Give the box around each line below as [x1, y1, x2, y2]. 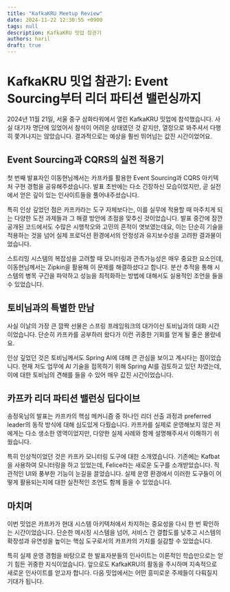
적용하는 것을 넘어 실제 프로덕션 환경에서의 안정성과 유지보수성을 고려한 [7, 231, 198, 239]
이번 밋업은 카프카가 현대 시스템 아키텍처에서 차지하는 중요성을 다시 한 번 [7, 520, 201, 528]
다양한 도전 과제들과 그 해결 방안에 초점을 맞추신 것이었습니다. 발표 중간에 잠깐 [14, 214, 223, 222]
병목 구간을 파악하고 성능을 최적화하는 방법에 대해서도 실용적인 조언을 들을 [25, 271, 224, 280]
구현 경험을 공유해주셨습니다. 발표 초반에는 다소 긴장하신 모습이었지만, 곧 [14, 182, 209, 190]
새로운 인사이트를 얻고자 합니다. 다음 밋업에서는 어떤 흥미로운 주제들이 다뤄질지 [7, 569, 218, 577]
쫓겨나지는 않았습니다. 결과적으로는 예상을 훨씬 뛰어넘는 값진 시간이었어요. [14, 132, 213, 140]
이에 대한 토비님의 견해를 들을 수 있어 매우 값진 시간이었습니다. [7, 370, 174, 378]
